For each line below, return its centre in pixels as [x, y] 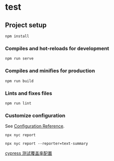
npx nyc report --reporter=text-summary [47, 144]
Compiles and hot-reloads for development [57, 48]
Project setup [26, 25]
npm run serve [19, 59]
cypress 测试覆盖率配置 [29, 153]
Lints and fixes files [29, 93]
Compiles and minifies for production [50, 71]
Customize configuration [35, 115]
